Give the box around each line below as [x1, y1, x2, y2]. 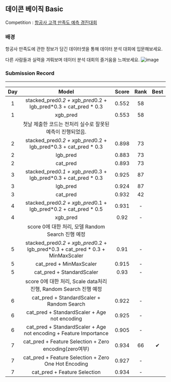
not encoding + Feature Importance [23, 330, 109, 337]
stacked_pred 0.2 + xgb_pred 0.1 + [25, 199, 107, 206]
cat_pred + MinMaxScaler [35, 260, 97, 267]
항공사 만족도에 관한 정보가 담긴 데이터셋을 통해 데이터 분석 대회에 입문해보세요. [5, 46, 163, 52]
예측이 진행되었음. [46, 128, 87, 135]
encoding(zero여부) [43, 345, 90, 352]
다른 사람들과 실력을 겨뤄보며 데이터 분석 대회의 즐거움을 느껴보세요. [5, 57, 140, 63]
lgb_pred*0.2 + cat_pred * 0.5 [30, 206, 103, 213]
